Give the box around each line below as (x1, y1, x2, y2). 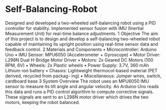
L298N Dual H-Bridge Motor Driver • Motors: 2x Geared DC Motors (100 (5, 57, 154, 63)
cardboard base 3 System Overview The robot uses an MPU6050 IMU (5, 78, 150, 84)
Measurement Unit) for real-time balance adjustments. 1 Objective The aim (5, 30, 159, 36)
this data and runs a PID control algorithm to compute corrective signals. (5, 89, 154, 95)
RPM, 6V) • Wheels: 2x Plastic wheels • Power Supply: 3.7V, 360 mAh (5, 62, 150, 68)
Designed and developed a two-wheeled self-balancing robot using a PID (5, 20, 156, 26)
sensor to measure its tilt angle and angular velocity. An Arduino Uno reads (5, 83, 159, 89)
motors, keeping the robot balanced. (5, 99, 80, 105)
